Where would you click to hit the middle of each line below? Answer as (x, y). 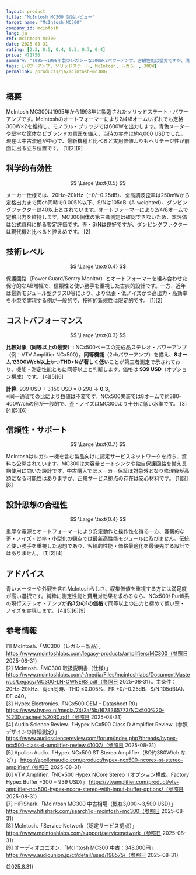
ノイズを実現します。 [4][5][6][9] (46, 610)
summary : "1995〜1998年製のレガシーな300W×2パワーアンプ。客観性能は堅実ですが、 (96, 60)
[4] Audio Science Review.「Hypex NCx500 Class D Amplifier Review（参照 (97, 724)
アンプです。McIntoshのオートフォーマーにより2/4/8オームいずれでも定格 (95, 119)
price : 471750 (23, 55)
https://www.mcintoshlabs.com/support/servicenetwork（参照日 (84, 833)
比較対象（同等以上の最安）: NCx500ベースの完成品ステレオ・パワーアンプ (96, 347)
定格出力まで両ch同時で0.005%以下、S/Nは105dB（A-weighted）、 (87, 202)
